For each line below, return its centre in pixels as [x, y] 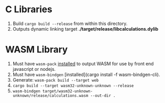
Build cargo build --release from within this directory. [70, 23]
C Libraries [29, 9]
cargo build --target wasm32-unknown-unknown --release [73, 86]
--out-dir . [103, 95]
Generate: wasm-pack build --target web [56, 80]
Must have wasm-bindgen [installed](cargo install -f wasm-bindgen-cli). [86, 74]
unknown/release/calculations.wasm [50, 95]
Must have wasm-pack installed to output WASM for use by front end [83, 63]
